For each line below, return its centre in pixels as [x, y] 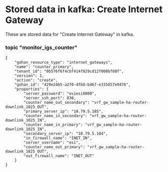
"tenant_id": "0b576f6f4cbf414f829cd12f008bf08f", [69, 71]
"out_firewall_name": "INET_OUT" [59, 156]
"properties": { [32, 89]
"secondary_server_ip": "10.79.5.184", [66, 134]
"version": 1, [29, 76]
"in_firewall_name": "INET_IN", [58, 138]
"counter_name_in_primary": [53, 125]
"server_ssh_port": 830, [50, 98]
